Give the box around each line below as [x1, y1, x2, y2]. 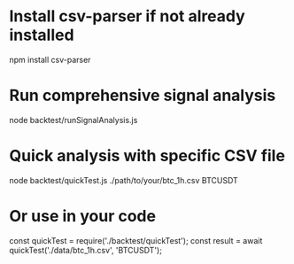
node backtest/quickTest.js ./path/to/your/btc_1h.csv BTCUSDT [9, 175, 239, 185]
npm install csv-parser [9, 54, 91, 65]
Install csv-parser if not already [9, 6, 245, 27]
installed [9, 25, 74, 45]
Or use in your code [9, 206, 157, 226]
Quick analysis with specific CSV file [9, 146, 286, 166]
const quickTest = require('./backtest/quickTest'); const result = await [9, 235, 263, 245]
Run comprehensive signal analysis [9, 86, 276, 105]
